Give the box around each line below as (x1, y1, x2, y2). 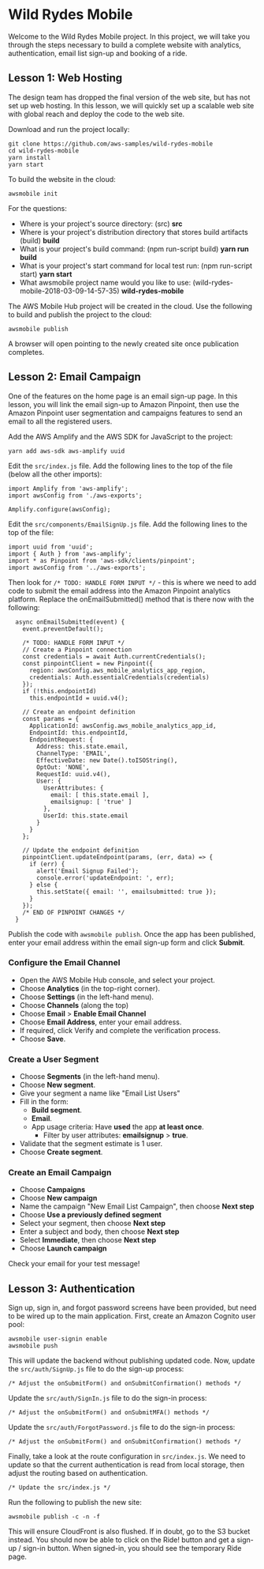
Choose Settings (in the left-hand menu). (19, 992, 154, 1001)
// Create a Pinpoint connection (22, 646, 132, 654)
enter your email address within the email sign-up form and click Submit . (8, 937, 246, 947)
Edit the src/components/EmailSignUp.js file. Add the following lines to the (8, 519, 248, 529)
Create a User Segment (8, 1054, 99, 1065)
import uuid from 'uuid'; (8, 543, 93, 551)
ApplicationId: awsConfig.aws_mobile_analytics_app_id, (28, 722, 217, 730)
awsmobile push (8, 1342, 58, 1350)
